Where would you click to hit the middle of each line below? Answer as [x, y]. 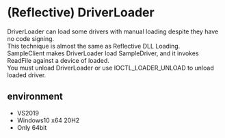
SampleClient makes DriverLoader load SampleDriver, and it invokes [103, 53]
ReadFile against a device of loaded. [58, 60]
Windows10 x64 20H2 [48, 120]
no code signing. [31, 38]
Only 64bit [32, 127]
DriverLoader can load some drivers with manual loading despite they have [113, 31]
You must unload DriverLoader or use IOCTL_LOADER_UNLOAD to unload [110, 68]
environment [35, 97]
